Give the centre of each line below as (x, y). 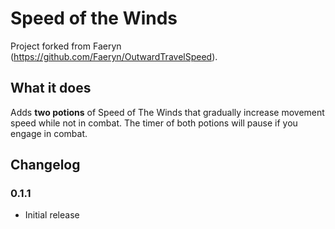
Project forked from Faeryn (66, 46)
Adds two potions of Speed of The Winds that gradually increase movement (167, 112)
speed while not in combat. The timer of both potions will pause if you (154, 123)
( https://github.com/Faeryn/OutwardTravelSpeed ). (114, 56)
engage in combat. (49, 133)
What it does (51, 88)
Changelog (45, 165)
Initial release (52, 215)
